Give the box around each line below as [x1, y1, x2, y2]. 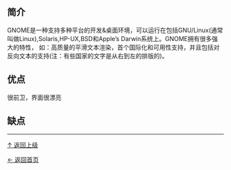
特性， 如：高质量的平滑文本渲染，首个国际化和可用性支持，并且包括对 [19, 43, 220, 51]
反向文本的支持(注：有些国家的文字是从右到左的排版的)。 [7, 51, 168, 60]
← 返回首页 [7, 156, 39, 164]
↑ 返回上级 [7, 141, 38, 149]
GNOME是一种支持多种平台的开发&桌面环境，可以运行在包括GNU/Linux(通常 [7, 26, 223, 34]
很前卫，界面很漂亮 [7, 93, 62, 101]
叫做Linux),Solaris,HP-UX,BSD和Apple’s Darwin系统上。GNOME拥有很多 [7, 34, 212, 42]
